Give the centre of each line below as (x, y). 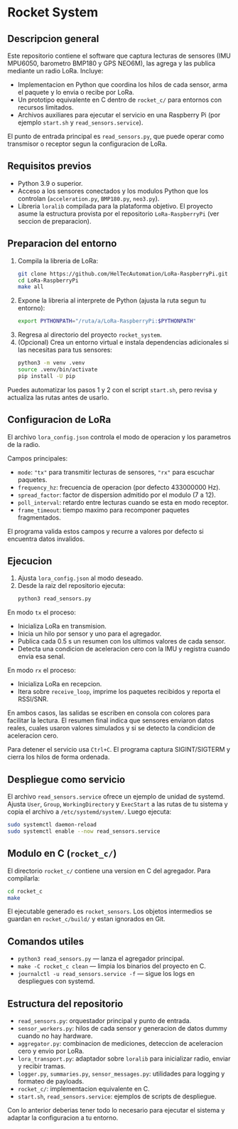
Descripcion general (53, 39)
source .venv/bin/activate (58, 369)
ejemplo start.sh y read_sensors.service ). (80, 122)
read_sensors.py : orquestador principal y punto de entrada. (104, 1021)
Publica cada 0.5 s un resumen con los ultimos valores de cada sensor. (121, 641)
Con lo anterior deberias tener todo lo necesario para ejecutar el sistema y (116, 1110)
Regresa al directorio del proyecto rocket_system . (90, 335)
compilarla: (24, 878)
